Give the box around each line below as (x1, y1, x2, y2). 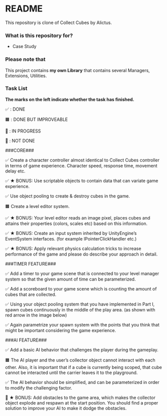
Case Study (12, 43, 36, 49)
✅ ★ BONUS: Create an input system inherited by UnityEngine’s (5, 230, 137, 236)
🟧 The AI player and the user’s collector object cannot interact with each (5, 357, 155, 363)
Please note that (5, 56, 46, 63)
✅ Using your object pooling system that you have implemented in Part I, (5, 301, 155, 307)
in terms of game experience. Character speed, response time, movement (5, 162, 157, 168)
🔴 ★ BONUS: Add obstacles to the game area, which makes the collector (5, 394, 156, 400)
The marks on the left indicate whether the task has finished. (5, 96, 134, 102)
